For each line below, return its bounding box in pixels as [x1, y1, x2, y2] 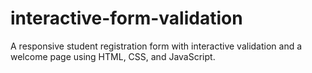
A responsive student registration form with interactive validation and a [10, 40, 303, 52]
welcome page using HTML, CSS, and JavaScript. [10, 50, 216, 62]
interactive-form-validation [10, 7, 243, 30]
